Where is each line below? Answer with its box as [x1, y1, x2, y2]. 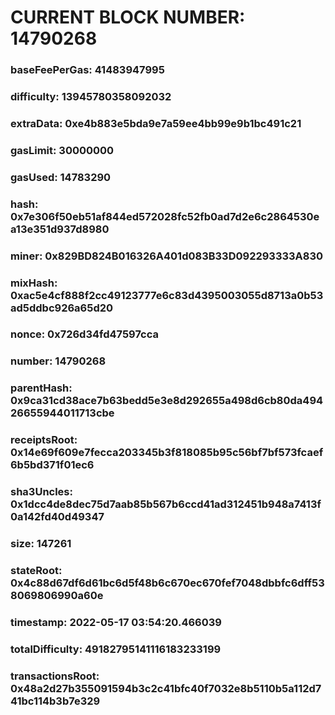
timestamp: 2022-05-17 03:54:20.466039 [10, 615, 222, 629]
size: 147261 [10, 537, 72, 551]
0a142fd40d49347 [10, 510, 105, 524]
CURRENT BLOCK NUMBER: [10, 6, 246, 29]
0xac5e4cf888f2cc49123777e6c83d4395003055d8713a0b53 [10, 288, 324, 302]
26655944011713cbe [10, 406, 115, 420]
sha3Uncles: [10, 485, 73, 499]
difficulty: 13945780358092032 [10, 90, 172, 104]
